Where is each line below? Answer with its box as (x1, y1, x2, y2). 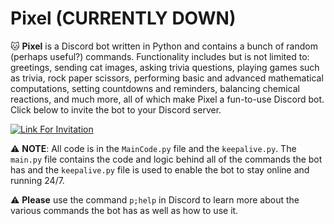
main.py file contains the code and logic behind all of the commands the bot (10, 153, 323, 165)
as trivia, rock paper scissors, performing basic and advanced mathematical (10, 72, 324, 84)
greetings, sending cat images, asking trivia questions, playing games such (10, 61, 320, 73)
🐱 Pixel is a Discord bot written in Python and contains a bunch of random (10, 40, 318, 52)
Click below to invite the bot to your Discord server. (10, 103, 222, 116)
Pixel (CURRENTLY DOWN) (10, 7, 237, 30)
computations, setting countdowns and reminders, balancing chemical (10, 82, 300, 94)
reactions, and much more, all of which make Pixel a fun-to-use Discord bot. (10, 93, 325, 105)
